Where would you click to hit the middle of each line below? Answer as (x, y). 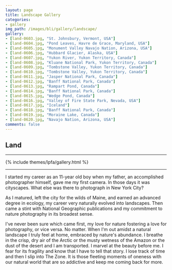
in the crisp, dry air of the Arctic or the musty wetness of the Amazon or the (85, 240)
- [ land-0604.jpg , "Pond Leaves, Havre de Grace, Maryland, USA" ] (78, 44)
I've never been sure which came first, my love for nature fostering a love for (86, 224)
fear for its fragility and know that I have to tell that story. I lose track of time (85, 251)
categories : (18, 19)
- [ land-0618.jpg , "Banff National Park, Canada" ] (60, 110)
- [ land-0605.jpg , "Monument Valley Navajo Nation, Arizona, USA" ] (79, 48)
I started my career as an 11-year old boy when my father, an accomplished (84, 177)
